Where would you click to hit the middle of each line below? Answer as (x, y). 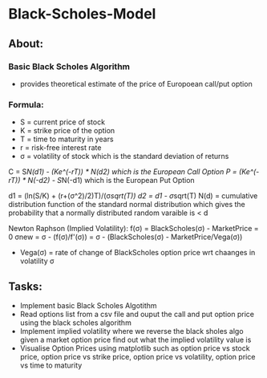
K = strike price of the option (67, 131)
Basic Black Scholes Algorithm (69, 67)
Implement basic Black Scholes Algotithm (89, 305)
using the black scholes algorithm (76, 323)
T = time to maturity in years (67, 139)
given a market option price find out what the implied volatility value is (136, 339)
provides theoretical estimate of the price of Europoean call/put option (136, 83)
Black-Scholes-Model (82, 14)
